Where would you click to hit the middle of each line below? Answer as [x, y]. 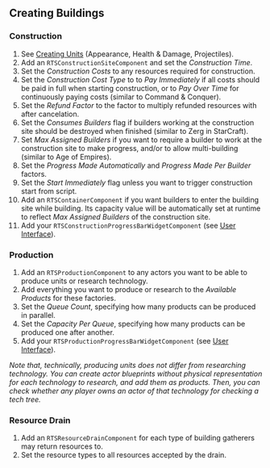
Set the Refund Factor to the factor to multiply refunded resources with [139, 105]
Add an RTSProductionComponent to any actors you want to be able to [134, 272]
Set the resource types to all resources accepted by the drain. [123, 455]
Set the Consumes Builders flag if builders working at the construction [137, 122]
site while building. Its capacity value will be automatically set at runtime [141, 208]
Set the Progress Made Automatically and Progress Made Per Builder [136, 165]
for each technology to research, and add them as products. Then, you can [135, 382]
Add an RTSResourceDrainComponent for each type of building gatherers [137, 438]
